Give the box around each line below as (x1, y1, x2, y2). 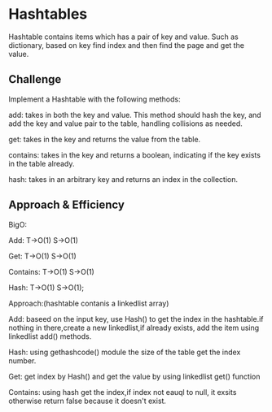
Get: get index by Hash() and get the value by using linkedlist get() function (8, 371, 261, 381)
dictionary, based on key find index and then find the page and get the (8, 40, 244, 50)
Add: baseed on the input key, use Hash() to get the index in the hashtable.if (8, 314, 264, 323)
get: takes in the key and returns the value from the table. (8, 134, 201, 144)
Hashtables (8, 5, 88, 24)
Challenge (8, 72, 62, 86)
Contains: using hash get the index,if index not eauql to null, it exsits (8, 387, 237, 397)
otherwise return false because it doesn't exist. (8, 396, 167, 405)
